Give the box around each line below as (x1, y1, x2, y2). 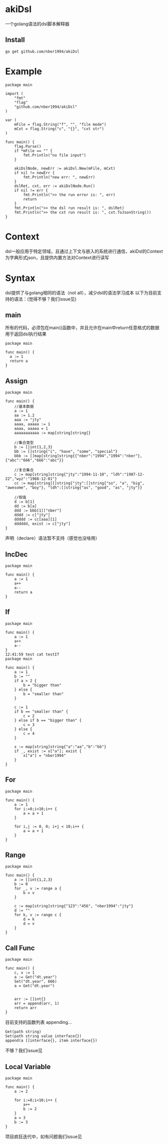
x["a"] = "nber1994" (23, 753, 66, 758)
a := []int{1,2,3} (14, 877, 53, 883)
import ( (5, 91, 24, 96)
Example (5, 65, 42, 77)
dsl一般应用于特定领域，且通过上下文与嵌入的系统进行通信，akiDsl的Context (5, 248, 163, 254)
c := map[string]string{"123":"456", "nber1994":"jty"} (14, 904, 134, 909)
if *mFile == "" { (14, 148, 53, 153)
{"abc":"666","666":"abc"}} (5, 458, 64, 463)
